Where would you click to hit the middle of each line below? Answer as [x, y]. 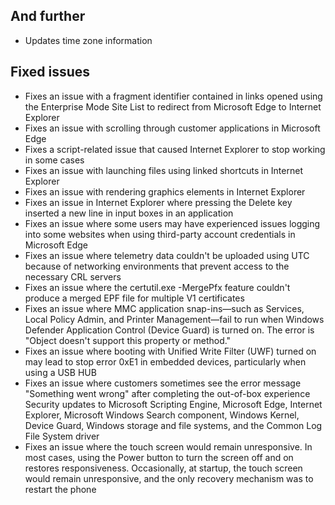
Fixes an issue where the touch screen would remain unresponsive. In [168, 446]
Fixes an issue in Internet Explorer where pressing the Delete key [158, 202]
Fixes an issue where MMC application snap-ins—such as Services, [164, 308]
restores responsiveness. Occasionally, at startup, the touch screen [163, 468]
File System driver [62, 436]
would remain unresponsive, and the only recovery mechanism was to [169, 478]
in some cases [54, 160]
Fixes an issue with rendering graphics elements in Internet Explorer [165, 191]
